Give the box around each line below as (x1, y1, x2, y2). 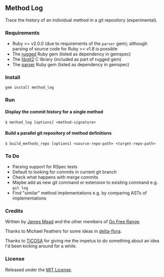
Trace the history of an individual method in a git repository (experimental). (5, 17, 158, 23)
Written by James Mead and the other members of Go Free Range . (5, 219, 141, 225)
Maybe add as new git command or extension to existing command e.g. (12, 180, 158, 186)
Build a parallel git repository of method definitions (5, 130, 112, 136)
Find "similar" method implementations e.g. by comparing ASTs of (12, 190, 147, 196)
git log (12, 186, 28, 191)
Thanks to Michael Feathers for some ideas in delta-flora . (5, 228, 122, 234)
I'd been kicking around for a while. (5, 243, 77, 249)
